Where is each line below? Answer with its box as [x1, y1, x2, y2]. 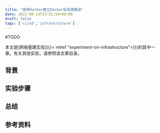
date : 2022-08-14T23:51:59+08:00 [5, 12, 73, 17]
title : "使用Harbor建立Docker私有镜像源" [5, 7, 84, 12]
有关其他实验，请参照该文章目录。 [13, 50, 82, 56]
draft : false [5, 16, 32, 21]
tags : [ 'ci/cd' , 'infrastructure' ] [5, 21, 75, 26]
